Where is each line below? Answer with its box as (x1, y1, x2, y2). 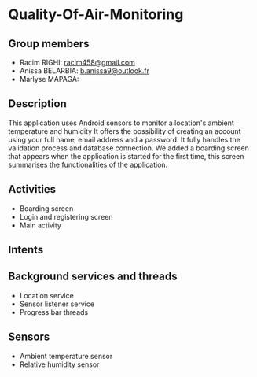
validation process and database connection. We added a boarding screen (8, 143, 250, 153)
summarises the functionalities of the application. (8, 160, 168, 169)
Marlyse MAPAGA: (19, 75, 79, 83)
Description (8, 97, 67, 111)
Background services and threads (8, 270, 178, 283)
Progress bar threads (19, 307, 89, 316)
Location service (19, 290, 75, 300)
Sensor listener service (19, 299, 95, 309)
